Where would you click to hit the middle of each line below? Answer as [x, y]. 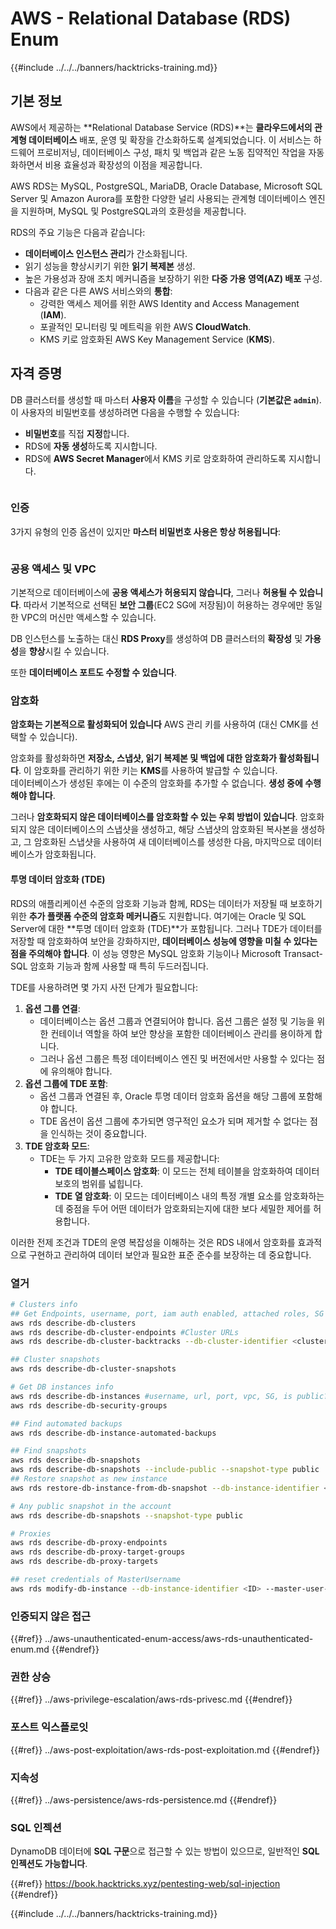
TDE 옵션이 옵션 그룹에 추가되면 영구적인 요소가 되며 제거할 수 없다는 [173, 1121]
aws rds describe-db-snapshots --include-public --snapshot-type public [165, 1470]
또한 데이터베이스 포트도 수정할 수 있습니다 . [93, 673]
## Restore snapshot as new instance [89, 1479]
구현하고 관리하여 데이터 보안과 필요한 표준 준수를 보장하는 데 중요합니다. [170, 1254]
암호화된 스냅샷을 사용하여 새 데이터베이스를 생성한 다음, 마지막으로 [164, 842]
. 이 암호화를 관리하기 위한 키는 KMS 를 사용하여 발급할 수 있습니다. [148, 771]
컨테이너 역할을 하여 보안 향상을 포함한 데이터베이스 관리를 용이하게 [181, 1033]
